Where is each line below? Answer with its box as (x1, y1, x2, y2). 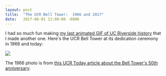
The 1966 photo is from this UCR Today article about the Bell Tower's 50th (5, 60, 158, 66)
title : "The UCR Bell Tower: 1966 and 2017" (5, 12, 104, 17)
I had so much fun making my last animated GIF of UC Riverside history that (5, 30, 161, 36)
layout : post (5, 7, 32, 12)
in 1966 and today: (5, 41, 43, 47)
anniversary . (5, 65, 31, 71)
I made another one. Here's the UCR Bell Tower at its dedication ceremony (5, 35, 158, 41)
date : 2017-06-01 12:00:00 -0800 (5, 16, 79, 21)
